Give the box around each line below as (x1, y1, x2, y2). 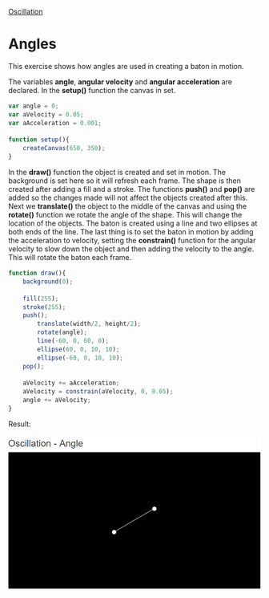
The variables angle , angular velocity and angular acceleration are (8, 76, 232, 87)
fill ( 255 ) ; (22, 295, 59, 303)
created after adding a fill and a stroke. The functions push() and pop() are (8, 185, 255, 194)
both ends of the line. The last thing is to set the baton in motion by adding (8, 227, 254, 237)
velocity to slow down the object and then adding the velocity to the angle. (8, 244, 255, 254)
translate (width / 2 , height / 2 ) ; (37, 320, 142, 328)
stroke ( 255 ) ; (22, 303, 66, 311)
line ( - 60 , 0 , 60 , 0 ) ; (37, 337, 110, 345)
